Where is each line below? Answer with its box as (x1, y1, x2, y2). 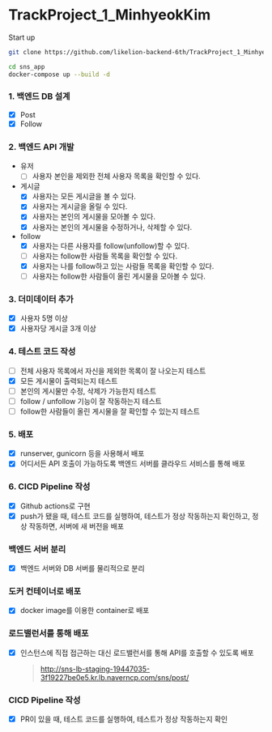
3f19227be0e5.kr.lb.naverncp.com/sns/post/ (40, 672, 189, 682)
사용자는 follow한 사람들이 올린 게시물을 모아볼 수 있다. (32, 271, 206, 281)
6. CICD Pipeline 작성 (8, 481, 91, 492)
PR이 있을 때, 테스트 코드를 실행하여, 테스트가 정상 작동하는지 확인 (19, 714, 228, 724)
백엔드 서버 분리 (8, 543, 66, 555)
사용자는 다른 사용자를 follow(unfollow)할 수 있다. (32, 240, 190, 250)
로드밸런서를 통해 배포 (8, 628, 89, 639)
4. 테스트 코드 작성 (8, 346, 76, 357)
